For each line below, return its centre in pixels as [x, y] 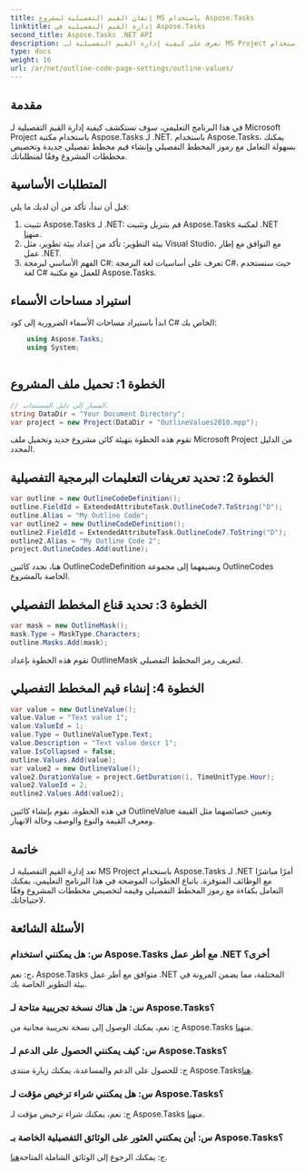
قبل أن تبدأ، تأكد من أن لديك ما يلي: [70, 206]
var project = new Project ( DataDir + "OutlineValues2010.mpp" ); [134, 422]
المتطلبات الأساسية [59, 185]
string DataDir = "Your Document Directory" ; [98, 414]
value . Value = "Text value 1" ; [69, 718]
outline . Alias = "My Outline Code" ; [79, 515]
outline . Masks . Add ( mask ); [59, 642]
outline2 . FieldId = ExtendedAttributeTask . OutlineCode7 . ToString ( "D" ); [148, 532]
